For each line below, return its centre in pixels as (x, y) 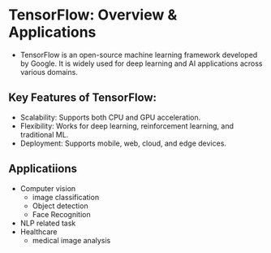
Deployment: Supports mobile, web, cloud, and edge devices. (123, 143)
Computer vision (48, 188)
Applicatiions (43, 169)
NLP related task (48, 223)
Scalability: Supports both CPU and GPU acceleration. (110, 117)
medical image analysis (71, 240)
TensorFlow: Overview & (93, 15)
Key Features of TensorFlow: (82, 98)
